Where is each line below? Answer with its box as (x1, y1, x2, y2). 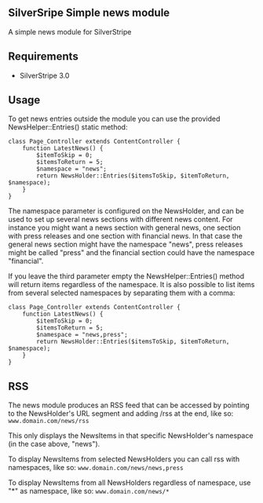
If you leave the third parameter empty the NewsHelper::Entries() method (8, 272, 245, 281)
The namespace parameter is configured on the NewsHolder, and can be (8, 206, 245, 216)
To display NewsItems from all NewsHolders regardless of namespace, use (8, 478, 251, 487)
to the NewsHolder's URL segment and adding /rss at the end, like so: (8, 409, 234, 418)
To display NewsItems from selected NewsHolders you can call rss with (8, 454, 240, 464)
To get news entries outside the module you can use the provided (8, 114, 221, 124)
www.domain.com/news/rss (8, 417, 89, 425)
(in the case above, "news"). (8, 439, 100, 449)
